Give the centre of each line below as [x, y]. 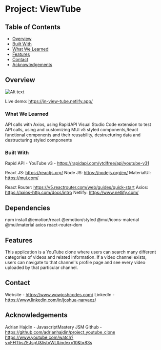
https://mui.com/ [22, 178]
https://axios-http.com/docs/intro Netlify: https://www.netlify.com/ [72, 193]
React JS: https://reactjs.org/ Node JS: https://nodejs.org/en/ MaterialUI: [78, 173]
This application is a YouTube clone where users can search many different [80, 252]
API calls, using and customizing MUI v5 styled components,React [71, 130]
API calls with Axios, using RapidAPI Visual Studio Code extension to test [78, 124]
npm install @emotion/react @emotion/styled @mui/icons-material [72, 220]
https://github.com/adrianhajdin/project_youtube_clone [60, 332]
